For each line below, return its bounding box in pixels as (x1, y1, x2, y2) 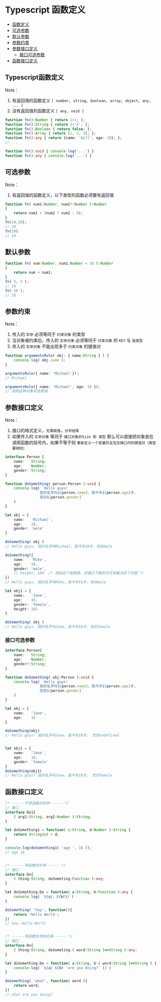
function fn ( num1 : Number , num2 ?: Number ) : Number (5, 202, 107, 207)
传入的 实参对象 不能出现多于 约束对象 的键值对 (12, 344, 101, 349)
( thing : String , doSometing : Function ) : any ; (14, 876, 105, 881)
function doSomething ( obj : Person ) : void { (5, 675, 94, 680)
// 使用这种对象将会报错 (5, 389, 48, 394)
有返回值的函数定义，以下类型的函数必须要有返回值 (12, 192, 114, 198)
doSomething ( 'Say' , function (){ (5, 907, 73, 912)
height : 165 (14, 607, 38, 611)
